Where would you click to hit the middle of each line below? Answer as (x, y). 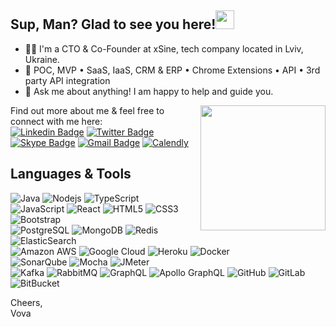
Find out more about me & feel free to (87, 110)
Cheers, (26, 302)
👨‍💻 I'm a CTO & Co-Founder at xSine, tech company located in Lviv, (164, 48)
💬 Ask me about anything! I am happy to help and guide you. (149, 91)
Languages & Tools (71, 174)
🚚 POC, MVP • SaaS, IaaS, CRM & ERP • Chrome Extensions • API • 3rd (172, 70)
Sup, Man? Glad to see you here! (113, 24)
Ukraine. (42, 59)
